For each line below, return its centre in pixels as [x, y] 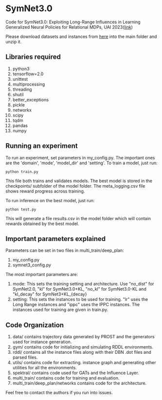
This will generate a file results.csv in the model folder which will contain [78, 218]
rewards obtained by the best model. [42, 224]
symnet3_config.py [32, 265]
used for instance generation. [42, 342]
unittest [20, 79]
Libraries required [33, 57]
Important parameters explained [56, 239]
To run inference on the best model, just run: [50, 200]
